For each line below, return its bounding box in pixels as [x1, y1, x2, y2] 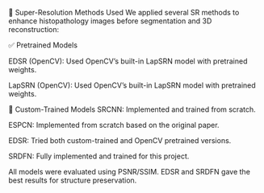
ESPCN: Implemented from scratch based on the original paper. [8, 121, 220, 129]
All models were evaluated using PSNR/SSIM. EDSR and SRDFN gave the [8, 167, 250, 176]
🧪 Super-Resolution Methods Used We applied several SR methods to [8, 8, 240, 17]
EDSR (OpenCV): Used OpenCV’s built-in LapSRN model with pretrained [8, 56, 248, 66]
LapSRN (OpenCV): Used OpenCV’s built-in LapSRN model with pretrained [8, 80, 256, 90]
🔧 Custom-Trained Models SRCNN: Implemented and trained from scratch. [8, 105, 256, 114]
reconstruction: [8, 25, 60, 34]
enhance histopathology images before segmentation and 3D [8, 16, 212, 26]
